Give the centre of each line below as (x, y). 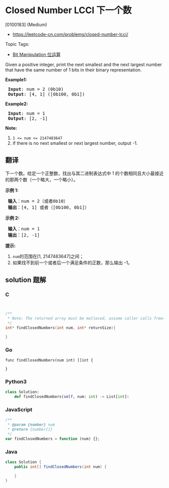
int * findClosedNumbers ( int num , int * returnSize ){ (60, 328)
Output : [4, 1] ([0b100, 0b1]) (46, 94)
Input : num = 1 (26, 113)
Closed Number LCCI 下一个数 (68, 10)
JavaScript (19, 410)
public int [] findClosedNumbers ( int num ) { (61, 467)
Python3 (16, 382)
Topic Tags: (17, 44)
